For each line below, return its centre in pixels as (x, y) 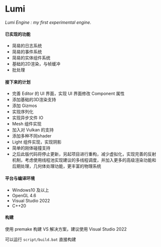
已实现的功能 (18, 34)
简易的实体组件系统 (31, 58)
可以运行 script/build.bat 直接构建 (41, 239)
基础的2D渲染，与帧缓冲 (36, 64)
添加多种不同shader (32, 136)
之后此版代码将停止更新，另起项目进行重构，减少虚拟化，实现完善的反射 (84, 154)
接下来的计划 (18, 82)
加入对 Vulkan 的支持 (33, 130)
